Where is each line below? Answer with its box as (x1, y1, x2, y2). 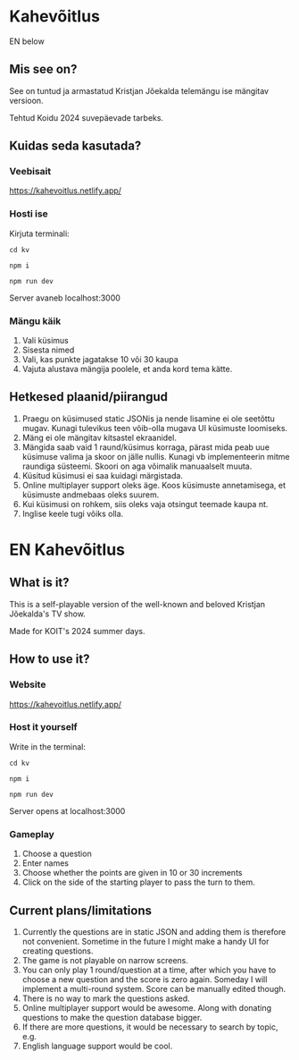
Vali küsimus (21, 335, 69, 346)
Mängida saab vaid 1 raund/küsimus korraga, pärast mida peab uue (21, 441, 270, 453)
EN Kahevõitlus (9, 539, 126, 560)
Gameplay (9, 827, 55, 840)
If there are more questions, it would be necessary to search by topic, (21, 1022, 278, 1032)
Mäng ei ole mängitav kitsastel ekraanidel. (21, 432, 177, 443)
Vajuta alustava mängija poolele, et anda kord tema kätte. (21, 364, 233, 375)
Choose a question (21, 848, 92, 860)
